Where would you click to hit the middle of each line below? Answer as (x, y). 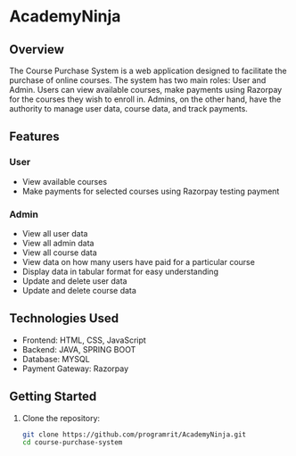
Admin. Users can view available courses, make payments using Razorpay (146, 90)
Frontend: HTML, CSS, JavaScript (84, 340)
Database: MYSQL (56, 359)
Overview (37, 50)
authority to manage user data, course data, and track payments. (128, 108)
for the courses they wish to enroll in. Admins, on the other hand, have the (145, 99)
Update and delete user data (74, 281)
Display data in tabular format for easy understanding (120, 271)
